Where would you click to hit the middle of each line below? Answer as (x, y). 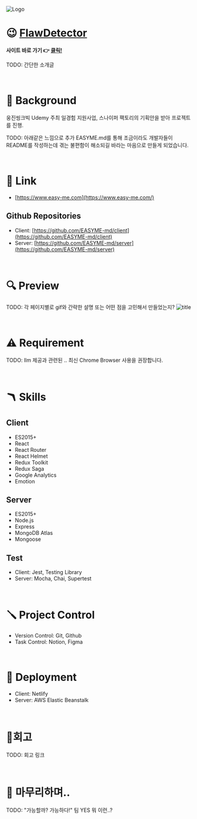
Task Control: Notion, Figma (49, 642)
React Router (30, 450)
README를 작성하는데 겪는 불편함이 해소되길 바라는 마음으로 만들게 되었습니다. (98, 145)
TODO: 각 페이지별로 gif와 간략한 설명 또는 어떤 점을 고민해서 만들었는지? (91, 307)
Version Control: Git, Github (48, 636)
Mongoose (28, 539)
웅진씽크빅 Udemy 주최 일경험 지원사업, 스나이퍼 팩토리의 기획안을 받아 (88, 117)
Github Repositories (44, 216)
